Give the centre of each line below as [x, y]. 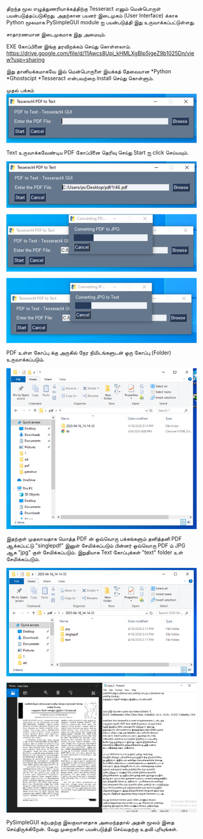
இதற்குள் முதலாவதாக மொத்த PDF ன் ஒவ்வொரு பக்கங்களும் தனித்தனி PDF [94, 539]
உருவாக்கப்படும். [26, 359]
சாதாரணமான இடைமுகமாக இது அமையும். [56, 34]
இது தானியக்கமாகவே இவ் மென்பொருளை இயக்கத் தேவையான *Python [89, 71]
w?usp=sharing [26, 59]
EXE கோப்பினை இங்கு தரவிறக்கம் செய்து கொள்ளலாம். [69, 47]
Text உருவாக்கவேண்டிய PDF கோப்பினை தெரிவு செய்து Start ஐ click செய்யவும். [98, 153]
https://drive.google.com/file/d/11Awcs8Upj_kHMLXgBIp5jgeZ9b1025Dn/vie [100, 53]
